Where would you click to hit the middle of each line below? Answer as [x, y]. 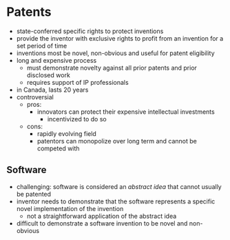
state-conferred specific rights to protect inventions [90, 31]
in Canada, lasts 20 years [52, 90]
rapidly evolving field [67, 133]
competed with [58, 148]
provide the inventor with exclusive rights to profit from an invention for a [120, 38]
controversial [35, 97]
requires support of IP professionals [77, 82]
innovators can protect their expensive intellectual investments [126, 112]
